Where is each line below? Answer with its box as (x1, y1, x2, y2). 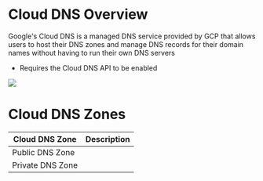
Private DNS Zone (12, 159, 79, 170)
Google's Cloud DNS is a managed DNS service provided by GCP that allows (8, 31, 256, 41)
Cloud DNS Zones (8, 106, 126, 123)
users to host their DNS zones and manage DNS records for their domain (8, 39, 244, 49)
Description (85, 133, 130, 144)
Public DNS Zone (12, 147, 75, 157)
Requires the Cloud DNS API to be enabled (19, 63, 158, 72)
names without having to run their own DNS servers (8, 48, 175, 57)
